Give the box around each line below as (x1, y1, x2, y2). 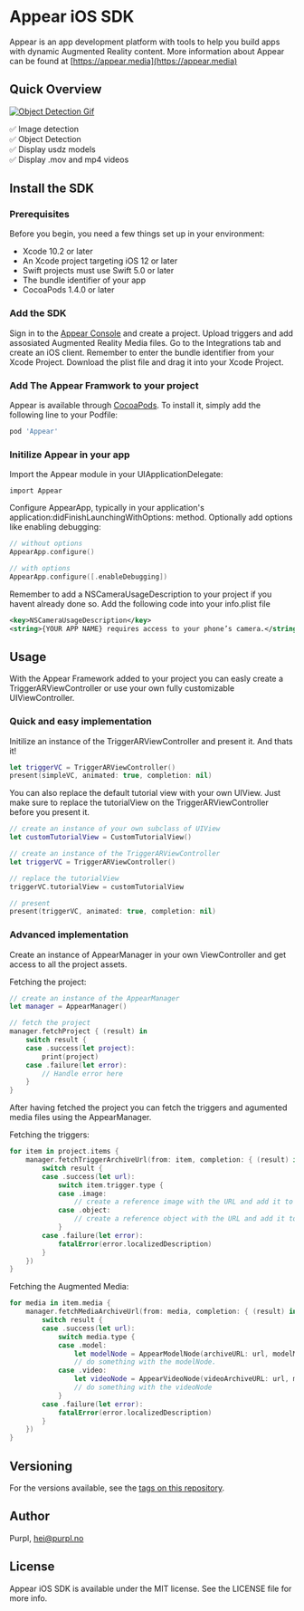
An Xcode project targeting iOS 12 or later (22, 255, 178, 266)
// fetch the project (9, 1019, 91, 1028)
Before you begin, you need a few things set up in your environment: (9, 228, 265, 239)
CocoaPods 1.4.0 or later (22, 284, 115, 295)
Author (9, 1509, 50, 1524)
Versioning (9, 1458, 72, 1473)
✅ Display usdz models (9, 143, 97, 155)
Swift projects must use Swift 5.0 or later (22, 265, 175, 276)
